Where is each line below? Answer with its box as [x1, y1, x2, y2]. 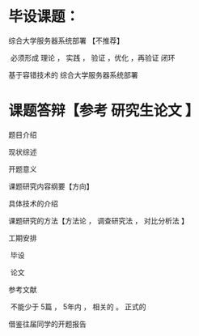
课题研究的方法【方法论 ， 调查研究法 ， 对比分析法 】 [8, 215, 188, 225]
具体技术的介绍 [8, 198, 58, 208]
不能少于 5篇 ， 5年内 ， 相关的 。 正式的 [10, 301, 147, 312]
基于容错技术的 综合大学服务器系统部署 [8, 70, 138, 79]
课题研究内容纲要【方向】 [8, 181, 94, 191]
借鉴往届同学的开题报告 [8, 319, 87, 329]
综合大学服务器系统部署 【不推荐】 [8, 36, 124, 45]
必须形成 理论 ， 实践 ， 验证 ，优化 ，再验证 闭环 [10, 53, 176, 62]
